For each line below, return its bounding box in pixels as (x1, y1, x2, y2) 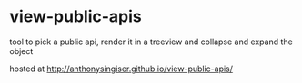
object (9, 45, 34, 56)
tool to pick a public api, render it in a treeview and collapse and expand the (9, 36, 293, 47)
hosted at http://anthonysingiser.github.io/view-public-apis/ (9, 63, 234, 74)
